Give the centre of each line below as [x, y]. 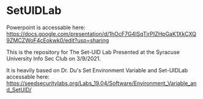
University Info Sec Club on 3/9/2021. [54, 58]
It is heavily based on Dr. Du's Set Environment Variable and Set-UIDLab [97, 70]
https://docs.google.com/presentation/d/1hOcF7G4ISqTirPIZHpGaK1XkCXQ [102, 33]
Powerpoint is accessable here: [46, 27]
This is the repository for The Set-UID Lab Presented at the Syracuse [93, 52]
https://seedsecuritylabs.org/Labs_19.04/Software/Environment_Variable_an [102, 83]
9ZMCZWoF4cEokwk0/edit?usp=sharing [58, 40]
